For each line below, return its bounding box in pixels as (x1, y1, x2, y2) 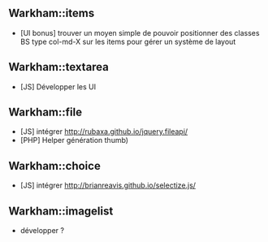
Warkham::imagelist (8, 204, 114, 218)
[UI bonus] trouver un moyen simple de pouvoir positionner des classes (19, 28, 260, 37)
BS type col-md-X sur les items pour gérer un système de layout (19, 37, 236, 46)
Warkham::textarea (8, 60, 110, 74)
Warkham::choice (8, 158, 102, 173)
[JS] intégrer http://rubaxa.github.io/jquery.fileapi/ (19, 127, 188, 136)
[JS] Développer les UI (19, 81, 97, 92)
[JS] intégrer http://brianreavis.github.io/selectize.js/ (19, 180, 197, 190)
